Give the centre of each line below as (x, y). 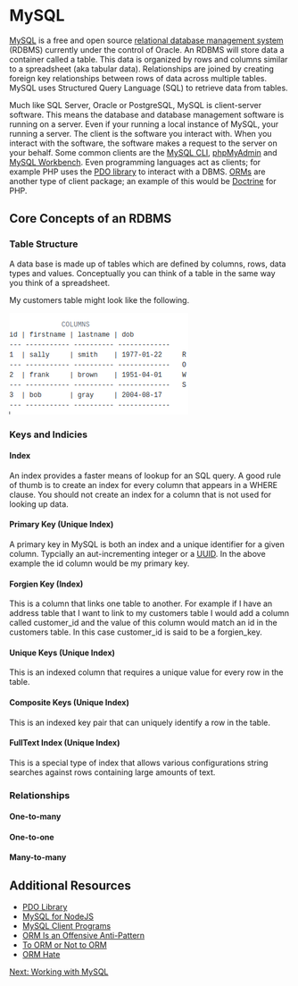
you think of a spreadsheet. (59, 282)
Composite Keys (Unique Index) (69, 702)
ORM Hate (41, 955)
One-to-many (35, 817)
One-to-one (32, 837)
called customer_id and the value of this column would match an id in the (144, 623)
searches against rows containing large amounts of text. (112, 772)
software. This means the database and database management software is (147, 114)
